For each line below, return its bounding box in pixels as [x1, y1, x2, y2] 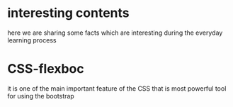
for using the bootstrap [7, 91, 74, 100]
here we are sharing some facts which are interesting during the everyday [7, 28, 223, 37]
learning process [7, 35, 57, 44]
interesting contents [7, 5, 130, 21]
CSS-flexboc [7, 61, 84, 77]
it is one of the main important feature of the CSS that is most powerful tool [7, 84, 227, 93]
